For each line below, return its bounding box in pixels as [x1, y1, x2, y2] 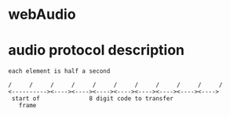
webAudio [8, 5, 76, 24]
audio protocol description [8, 42, 184, 60]
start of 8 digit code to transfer [11, 95, 174, 103]
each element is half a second [8, 67, 111, 75]
